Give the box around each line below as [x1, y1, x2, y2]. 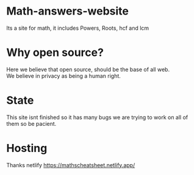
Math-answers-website [6, 4, 129, 18]
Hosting [6, 142, 48, 155]
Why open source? [6, 46, 104, 60]
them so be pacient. [6, 120, 57, 127]
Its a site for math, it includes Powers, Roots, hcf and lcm [6, 24, 149, 32]
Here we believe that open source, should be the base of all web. [6, 66, 170, 73]
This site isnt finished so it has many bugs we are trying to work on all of [6, 114, 189, 121]
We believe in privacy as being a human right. [6, 72, 121, 80]
